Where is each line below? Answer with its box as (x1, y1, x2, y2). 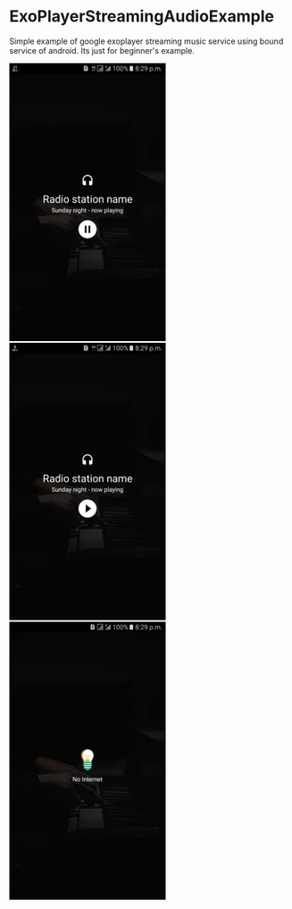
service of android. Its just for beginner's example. (9, 45, 195, 55)
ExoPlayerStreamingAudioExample (9, 6, 275, 27)
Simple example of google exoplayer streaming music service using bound (9, 36, 284, 46)
